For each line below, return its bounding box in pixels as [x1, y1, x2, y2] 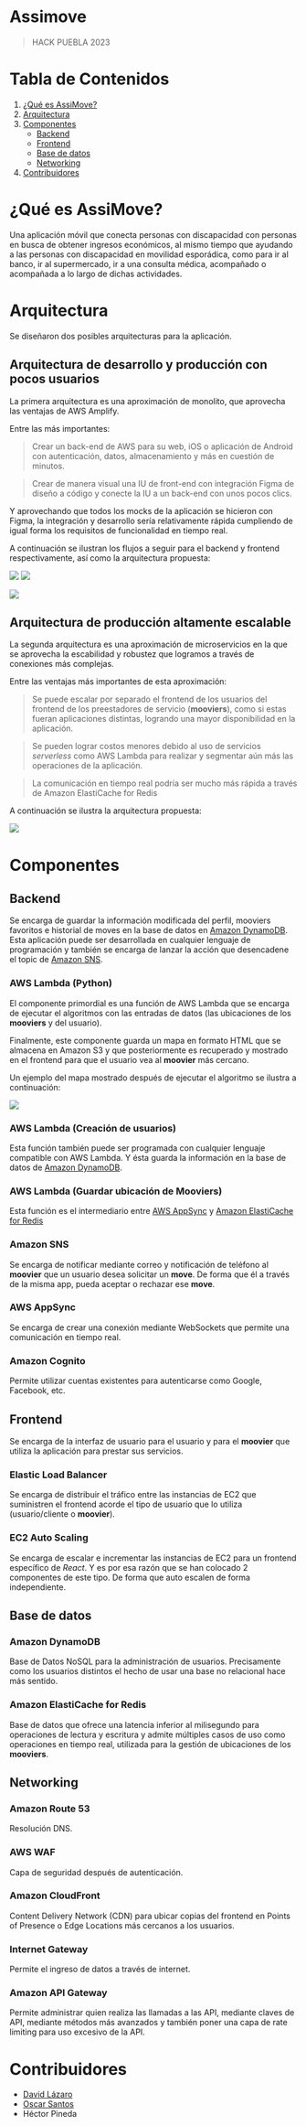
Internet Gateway [9, 1942, 89, 1955]
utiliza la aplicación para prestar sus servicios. [9, 1445, 184, 1456]
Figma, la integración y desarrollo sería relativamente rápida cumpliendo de [9, 515, 294, 526]
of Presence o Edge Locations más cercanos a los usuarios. [9, 1919, 235, 1931]
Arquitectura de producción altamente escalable [9, 615, 292, 630]
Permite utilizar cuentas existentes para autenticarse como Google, [9, 1375, 262, 1387]
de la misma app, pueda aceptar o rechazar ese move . [9, 1278, 216, 1289]
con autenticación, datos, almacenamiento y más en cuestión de [31, 450, 275, 461]
